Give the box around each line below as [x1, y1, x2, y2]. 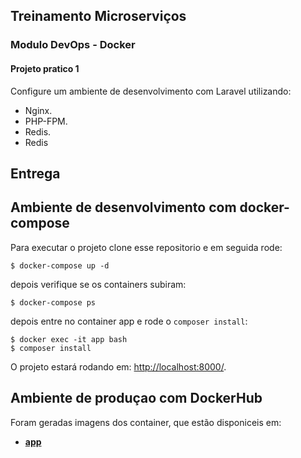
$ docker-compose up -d [10, 260, 110, 271]
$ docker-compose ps [10, 297, 97, 308]
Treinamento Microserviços [10, 8, 187, 25]
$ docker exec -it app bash [10, 334, 128, 344]
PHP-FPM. [24, 115, 68, 127]
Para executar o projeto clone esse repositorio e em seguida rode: [10, 241, 283, 253]
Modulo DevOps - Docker [10, 38, 136, 52]
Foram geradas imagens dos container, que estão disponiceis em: [10, 416, 282, 428]
